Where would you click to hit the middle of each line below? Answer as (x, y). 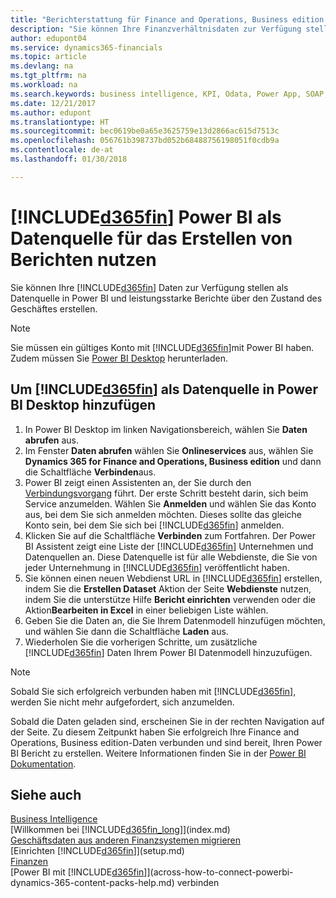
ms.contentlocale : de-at (62, 150)
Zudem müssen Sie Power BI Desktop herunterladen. (119, 358)
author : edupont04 (48, 38)
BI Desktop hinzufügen (83, 405)
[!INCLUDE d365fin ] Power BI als (146, 217)
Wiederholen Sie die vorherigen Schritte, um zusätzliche (141, 642)
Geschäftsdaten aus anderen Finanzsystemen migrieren (126, 840)
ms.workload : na (44, 85)
